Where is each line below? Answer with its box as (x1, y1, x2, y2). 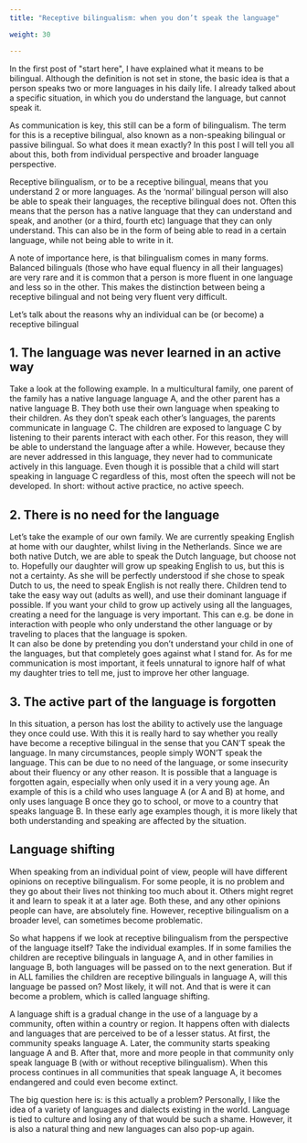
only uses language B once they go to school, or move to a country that (9, 796, 279, 807)
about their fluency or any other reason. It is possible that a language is (9, 766, 278, 777)
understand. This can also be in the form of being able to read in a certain (9, 225, 287, 236)
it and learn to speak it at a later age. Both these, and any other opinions (9, 895, 281, 906)
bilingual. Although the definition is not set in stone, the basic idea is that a (9, 72, 290, 83)
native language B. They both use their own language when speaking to (9, 403, 280, 414)
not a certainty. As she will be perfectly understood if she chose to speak (9, 571, 285, 582)
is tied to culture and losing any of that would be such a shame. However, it (9, 1113, 292, 1125)
